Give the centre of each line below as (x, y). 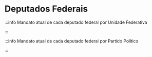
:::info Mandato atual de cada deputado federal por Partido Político (71, 41)
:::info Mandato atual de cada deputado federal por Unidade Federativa (76, 22)
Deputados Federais (46, 9)
